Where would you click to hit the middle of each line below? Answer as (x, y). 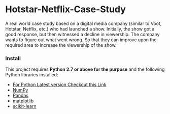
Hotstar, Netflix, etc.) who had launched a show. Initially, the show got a (80, 28)
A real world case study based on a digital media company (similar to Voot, (83, 23)
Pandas (21, 96)
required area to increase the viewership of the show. (61, 45)
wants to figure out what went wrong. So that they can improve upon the (81, 40)
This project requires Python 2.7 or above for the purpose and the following (85, 69)
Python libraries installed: (32, 75)
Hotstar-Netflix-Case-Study (65, 9)
